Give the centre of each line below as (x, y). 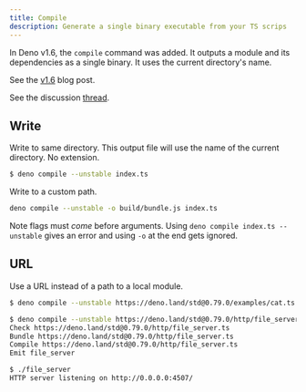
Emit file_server (42, 353)
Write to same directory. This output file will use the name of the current (144, 148)
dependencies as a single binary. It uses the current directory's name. (141, 62)
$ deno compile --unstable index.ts (79, 174)
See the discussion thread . (60, 98)
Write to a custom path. (53, 191)
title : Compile (38, 18)
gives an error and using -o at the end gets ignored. (141, 236)
